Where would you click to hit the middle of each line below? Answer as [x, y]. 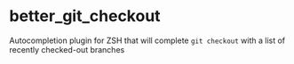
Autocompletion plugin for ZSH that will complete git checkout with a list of [147, 40]
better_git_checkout [85, 16]
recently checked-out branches [67, 49]
